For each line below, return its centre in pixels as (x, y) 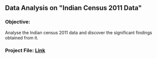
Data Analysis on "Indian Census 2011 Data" (74, 8)
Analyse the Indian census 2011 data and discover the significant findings (79, 32)
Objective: (18, 22)
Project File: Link (25, 50)
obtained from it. (22, 38)
